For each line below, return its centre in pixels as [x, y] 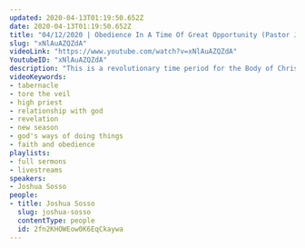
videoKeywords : [38, 77]
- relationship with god [56, 111]
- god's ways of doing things [67, 136]
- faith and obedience [52, 144]
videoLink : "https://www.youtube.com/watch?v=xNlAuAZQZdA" [123, 52]
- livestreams [36, 170]
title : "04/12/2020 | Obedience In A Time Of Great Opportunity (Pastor [150, 35]
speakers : [28, 178]
